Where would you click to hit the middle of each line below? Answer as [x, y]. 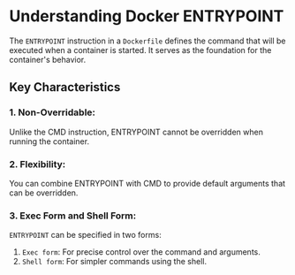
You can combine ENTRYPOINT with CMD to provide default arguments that [147, 183]
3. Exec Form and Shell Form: [73, 216]
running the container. [49, 141]
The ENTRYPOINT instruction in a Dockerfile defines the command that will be [147, 41]
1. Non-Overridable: [52, 112]
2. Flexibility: [38, 164]
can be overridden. [44, 193]
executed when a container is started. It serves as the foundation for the [140, 50]
